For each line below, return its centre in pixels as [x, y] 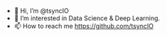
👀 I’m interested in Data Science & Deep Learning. [87, 18]
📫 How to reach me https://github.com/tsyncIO [84, 26]
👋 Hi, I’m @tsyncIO [41, 11]
